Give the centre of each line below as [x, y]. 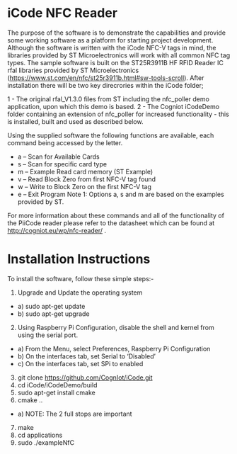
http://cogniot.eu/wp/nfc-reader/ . [57, 230]
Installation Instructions [79, 259]
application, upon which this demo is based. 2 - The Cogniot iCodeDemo [114, 106]
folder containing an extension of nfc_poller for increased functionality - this [118, 114]
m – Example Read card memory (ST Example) [85, 171]
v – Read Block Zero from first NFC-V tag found [87, 179]
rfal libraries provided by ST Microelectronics [73, 70]
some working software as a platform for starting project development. [110, 40]
